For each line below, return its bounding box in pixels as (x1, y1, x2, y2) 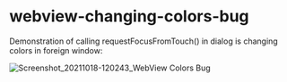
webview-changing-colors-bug (9, 6, 249, 27)
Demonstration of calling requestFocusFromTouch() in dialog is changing (9, 36, 278, 46)
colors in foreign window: (9, 45, 103, 55)
